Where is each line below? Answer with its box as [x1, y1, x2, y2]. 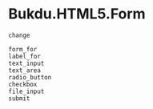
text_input [8, 59, 45, 67]
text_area [8, 66, 42, 75]
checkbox [8, 80, 38, 88]
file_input [8, 87, 45, 95]
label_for [8, 52, 42, 60]
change [8, 31, 30, 39]
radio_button [8, 73, 52, 81]
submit [8, 94, 30, 103]
